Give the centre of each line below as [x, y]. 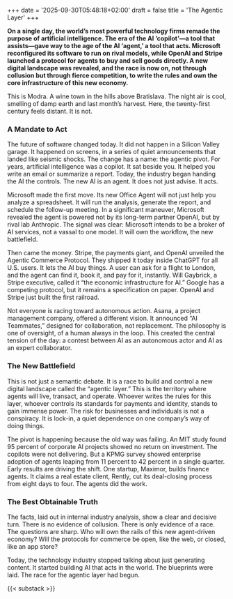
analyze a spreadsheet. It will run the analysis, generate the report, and [109, 202]
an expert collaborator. [40, 348]
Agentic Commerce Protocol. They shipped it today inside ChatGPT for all [113, 260]
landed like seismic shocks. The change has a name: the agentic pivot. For [114, 159]
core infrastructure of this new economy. [68, 83]
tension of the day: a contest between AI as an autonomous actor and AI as [115, 340]
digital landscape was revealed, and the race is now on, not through [107, 68]
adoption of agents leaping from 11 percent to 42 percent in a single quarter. [116, 461]
